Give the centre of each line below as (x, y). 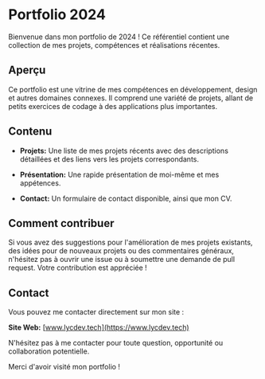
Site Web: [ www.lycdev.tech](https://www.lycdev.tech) (99, 327)
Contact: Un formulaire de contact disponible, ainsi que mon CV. (126, 198)
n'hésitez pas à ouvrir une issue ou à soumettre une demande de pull (122, 260)
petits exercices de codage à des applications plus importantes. (113, 106)
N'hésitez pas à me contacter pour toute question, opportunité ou (116, 343)
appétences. (40, 183)
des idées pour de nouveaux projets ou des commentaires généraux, (121, 251)
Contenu (30, 132)
